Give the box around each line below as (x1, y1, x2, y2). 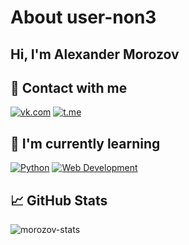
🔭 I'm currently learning (10, 135, 161, 152)
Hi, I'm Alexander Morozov (10, 46, 180, 63)
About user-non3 (10, 6, 157, 29)
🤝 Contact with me (10, 79, 128, 96)
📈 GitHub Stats (10, 192, 108, 209)
